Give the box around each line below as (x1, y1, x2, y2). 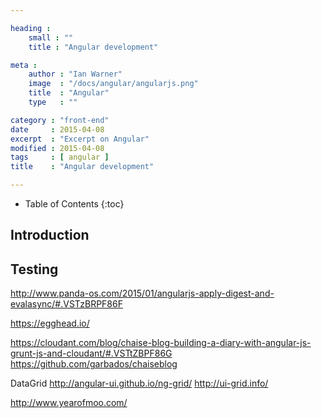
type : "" (28, 97, 78, 107)
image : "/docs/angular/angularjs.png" (28, 79, 199, 89)
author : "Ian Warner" (28, 69, 123, 80)
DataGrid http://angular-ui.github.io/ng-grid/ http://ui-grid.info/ (10, 377, 269, 390)
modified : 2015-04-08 (10, 143, 105, 153)
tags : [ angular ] (10, 152, 110, 163)
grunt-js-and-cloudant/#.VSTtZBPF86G (10, 347, 173, 360)
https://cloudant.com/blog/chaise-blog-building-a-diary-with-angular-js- (10, 337, 312, 349)
